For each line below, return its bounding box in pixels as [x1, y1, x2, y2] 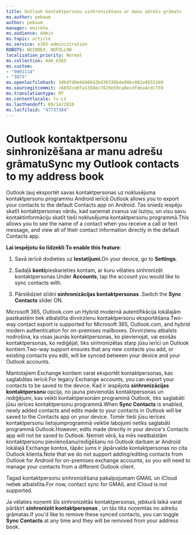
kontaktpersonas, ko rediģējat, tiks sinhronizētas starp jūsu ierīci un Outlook [6, 339, 189, 346]
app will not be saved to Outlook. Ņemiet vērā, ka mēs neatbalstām [6, 432, 168, 439]
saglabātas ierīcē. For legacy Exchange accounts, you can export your [6, 376, 174, 383]
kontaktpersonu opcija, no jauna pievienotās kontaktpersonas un [6, 388, 164, 395]
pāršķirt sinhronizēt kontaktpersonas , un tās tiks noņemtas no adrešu [6, 504, 178, 512]
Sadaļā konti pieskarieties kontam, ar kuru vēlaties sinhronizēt [14, 267, 163, 274]
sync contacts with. [14, 280, 62, 287]
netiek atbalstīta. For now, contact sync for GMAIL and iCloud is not [6, 481, 168, 488]
